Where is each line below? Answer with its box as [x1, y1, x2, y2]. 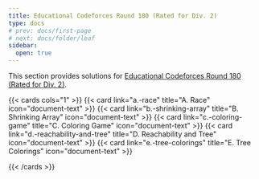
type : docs [8, 19, 45, 27]
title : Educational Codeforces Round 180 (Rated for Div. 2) [8, 11, 218, 20]
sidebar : [8, 42, 38, 50]
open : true [15, 49, 52, 57]
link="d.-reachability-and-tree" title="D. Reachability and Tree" [8, 129, 217, 139]
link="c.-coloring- [183, 112, 243, 121]
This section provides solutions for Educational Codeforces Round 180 [8, 71, 241, 80]
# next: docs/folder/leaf [8, 34, 95, 43]
